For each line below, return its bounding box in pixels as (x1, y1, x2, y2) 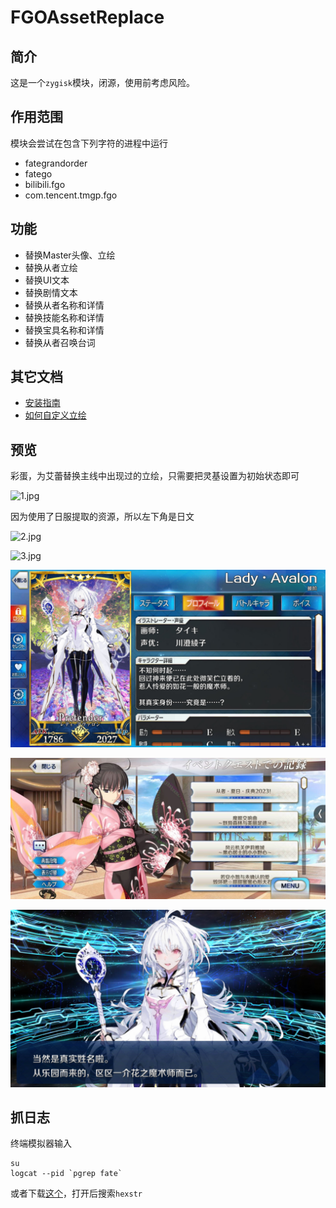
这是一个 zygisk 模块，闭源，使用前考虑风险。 (10, 77, 195, 88)
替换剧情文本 (24, 286, 78, 298)
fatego (24, 167, 53, 180)
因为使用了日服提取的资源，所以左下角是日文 (10, 511, 195, 523)
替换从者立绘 (24, 261, 78, 273)
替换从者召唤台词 (24, 336, 96, 348)
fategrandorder (24, 157, 88, 169)
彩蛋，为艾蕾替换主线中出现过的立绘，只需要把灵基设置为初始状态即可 (10, 470, 300, 482)
